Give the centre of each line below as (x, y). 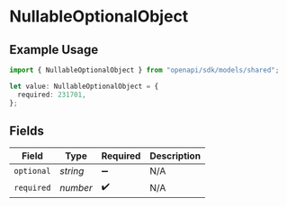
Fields (27, 130)
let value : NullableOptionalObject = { (84, 86)
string (72, 171)
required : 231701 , (52, 95)
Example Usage (54, 50)
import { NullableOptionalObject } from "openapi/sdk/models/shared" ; (144, 70)
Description (175, 156)
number (76, 187)
